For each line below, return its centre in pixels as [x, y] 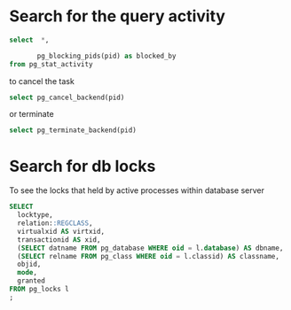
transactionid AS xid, [59, 240]
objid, [29, 264]
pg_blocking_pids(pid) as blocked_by [106, 56]
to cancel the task [42, 81]
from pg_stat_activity [51, 64]
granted [31, 281]
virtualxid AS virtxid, [61, 231]
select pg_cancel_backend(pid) [67, 97]
